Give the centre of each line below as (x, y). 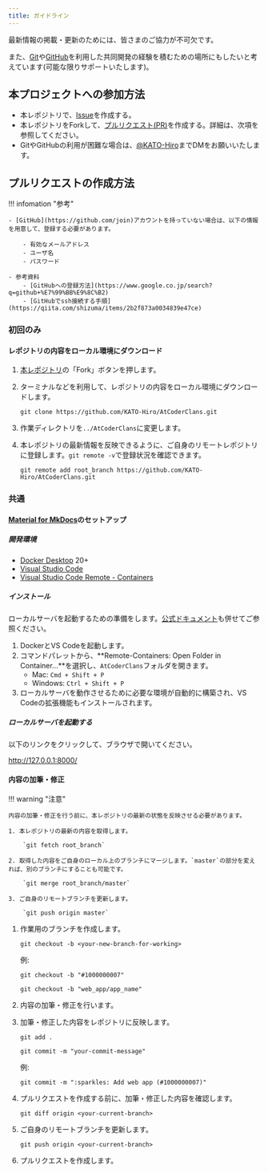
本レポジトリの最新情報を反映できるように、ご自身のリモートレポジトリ (139, 445)
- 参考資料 (24, 278)
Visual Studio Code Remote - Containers (86, 577)
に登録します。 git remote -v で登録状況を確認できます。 (113, 455)
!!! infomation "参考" (41, 204)
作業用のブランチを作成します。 (72, 929)
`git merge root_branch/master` (76, 883)
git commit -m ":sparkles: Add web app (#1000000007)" (113, 1082)
